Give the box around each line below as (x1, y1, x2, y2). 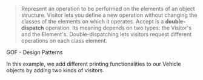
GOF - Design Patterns (6, 49, 63, 56)
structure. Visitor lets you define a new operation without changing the (21, 11, 198, 19)
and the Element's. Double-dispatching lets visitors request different (21, 31, 192, 38)
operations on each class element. (21, 37, 107, 44)
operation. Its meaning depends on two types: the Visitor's (45, 24, 192, 31)
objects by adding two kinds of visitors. (6, 67, 105, 74)
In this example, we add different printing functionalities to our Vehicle (6, 60, 181, 67)
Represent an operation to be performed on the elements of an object (21, 5, 195, 12)
